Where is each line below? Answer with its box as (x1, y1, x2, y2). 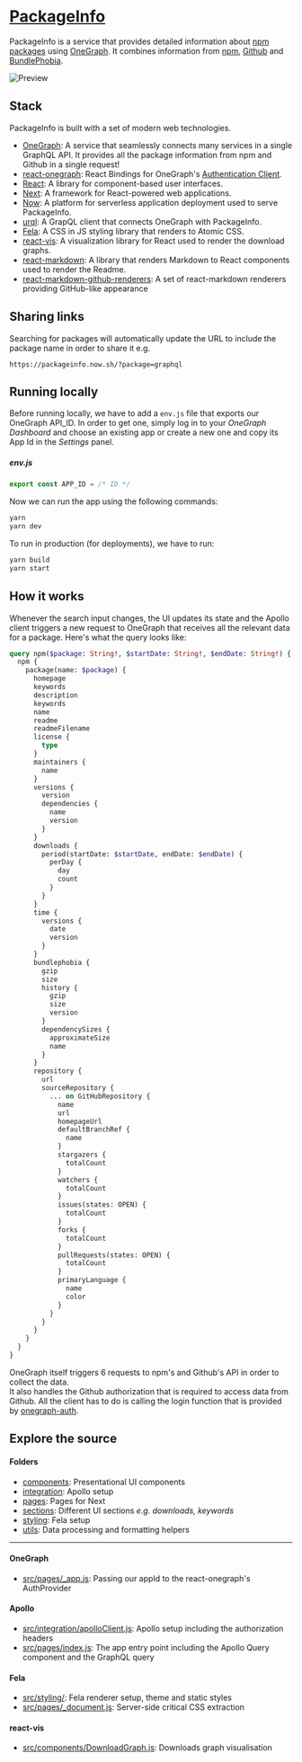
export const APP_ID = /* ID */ (9, 480, 130, 489)
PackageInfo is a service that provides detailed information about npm (9, 36, 270, 47)
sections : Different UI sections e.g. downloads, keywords (22, 1505, 235, 1516)
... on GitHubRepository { (49, 1092, 151, 1101)
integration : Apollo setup (22, 1485, 114, 1497)
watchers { (57, 1175, 99, 1184)
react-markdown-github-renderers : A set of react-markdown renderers (22, 273, 287, 284)
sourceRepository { (41, 1084, 115, 1093)
